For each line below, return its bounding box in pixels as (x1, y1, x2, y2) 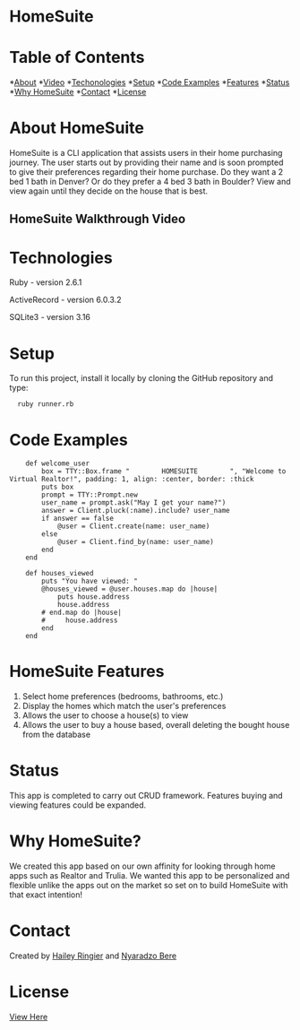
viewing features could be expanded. (9, 800, 147, 810)
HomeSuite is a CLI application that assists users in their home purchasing (9, 148, 283, 159)
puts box (41, 482, 74, 492)
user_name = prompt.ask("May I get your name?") (41, 498, 227, 507)
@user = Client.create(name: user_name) (56, 522, 210, 531)
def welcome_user (25, 459, 90, 468)
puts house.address (56, 593, 130, 602)
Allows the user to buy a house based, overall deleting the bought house (21, 720, 290, 731)
